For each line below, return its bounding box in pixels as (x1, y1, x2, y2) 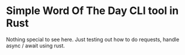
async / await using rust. (6, 42, 65, 49)
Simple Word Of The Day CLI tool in (6, 4, 179, 18)
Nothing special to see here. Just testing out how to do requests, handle (6, 36, 180, 43)
